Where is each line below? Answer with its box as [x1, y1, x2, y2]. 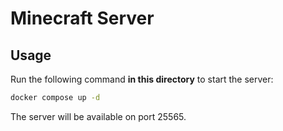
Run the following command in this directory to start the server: [10, 73, 274, 85]
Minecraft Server [10, 7, 155, 30]
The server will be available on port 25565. [10, 110, 187, 122]
